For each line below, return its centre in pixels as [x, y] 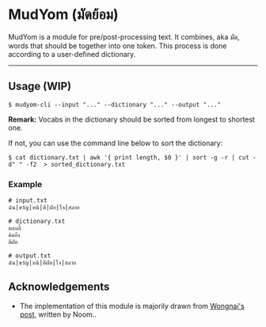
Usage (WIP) [40, 86]
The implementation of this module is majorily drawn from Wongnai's [132, 306]
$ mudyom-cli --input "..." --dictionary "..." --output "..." [115, 104]
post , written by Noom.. [58, 314]
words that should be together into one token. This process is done [118, 46]
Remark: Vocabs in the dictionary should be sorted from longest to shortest [132, 119]
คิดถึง [14, 235]
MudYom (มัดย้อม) [63, 15]
